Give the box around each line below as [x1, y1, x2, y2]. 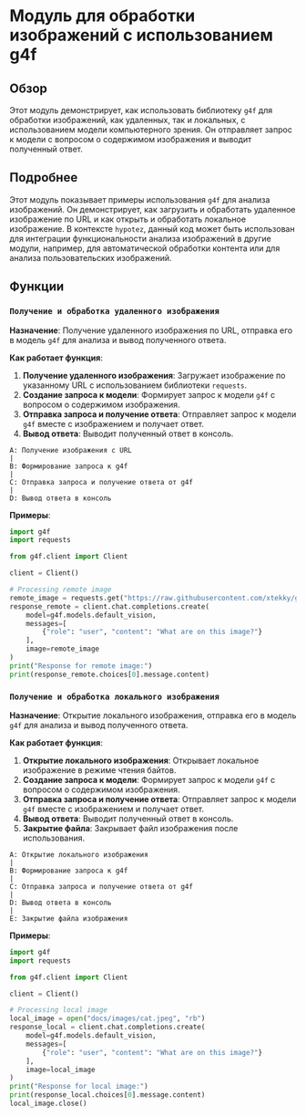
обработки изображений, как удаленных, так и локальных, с [9, 115, 246, 125]
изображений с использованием [9, 25, 273, 46]
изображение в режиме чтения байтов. [22, 764, 177, 776]
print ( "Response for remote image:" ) [9, 661, 153, 671]
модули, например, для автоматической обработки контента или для [9, 243, 280, 254]
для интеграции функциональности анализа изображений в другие [9, 233, 271, 244]
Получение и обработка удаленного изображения [9, 307, 220, 317]
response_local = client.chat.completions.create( [9, 1023, 206, 1032]
